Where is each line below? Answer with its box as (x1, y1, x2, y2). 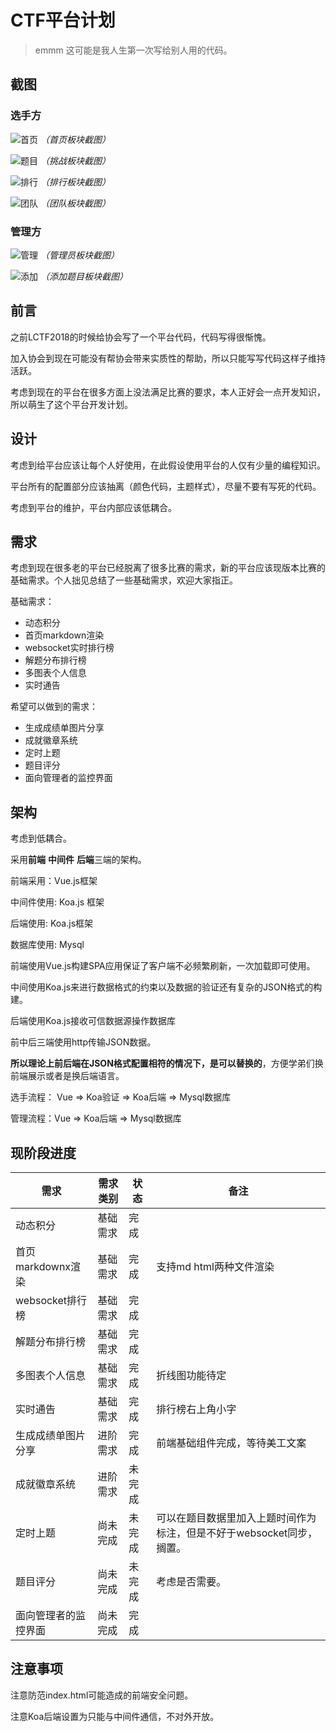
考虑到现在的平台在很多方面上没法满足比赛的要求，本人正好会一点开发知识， (10, 386, 326, 398)
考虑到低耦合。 (10, 832, 72, 845)
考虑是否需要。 (156, 1574, 227, 1588)
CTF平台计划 (10, 9, 116, 32)
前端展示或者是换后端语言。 (10, 1070, 125, 1082)
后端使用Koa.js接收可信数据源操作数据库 (10, 1015, 177, 1027)
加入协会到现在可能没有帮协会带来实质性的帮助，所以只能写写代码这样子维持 (10, 352, 326, 364)
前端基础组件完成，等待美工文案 (156, 1436, 307, 1450)
